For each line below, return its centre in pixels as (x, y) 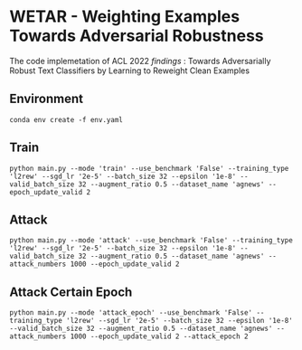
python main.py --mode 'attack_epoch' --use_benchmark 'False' (131, 313)
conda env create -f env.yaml (66, 119)
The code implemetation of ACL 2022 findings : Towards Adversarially (140, 61)
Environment (47, 99)
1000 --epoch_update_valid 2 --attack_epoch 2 (159, 336)
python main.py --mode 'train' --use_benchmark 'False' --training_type (149, 168)
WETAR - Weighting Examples (125, 17)
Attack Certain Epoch (71, 292)
